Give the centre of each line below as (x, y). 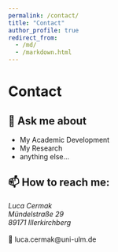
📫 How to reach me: (59, 183)
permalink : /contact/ (44, 15)
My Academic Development (65, 140)
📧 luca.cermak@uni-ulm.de (52, 239)
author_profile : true (44, 30)
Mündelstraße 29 (36, 214)
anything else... (44, 157)
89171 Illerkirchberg (40, 222)
